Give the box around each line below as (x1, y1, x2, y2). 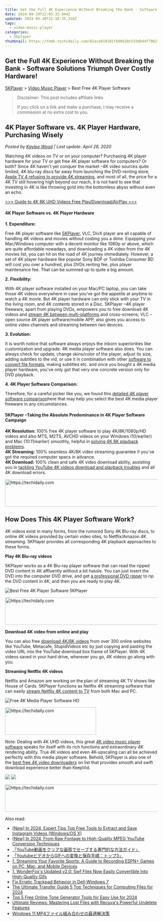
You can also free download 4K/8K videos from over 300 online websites (5, 638, 151, 644)
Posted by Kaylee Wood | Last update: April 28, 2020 (5, 144, 112, 150)
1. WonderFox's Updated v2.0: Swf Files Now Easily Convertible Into (12, 868, 148, 874)
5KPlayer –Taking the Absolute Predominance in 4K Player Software (5, 412, 145, 418)
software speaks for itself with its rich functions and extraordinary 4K (5, 744, 144, 749)
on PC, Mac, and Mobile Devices (12, 863, 78, 869)
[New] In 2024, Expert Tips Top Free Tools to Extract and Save (12, 825, 137, 831)
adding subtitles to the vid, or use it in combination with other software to (5, 356, 151, 362)
